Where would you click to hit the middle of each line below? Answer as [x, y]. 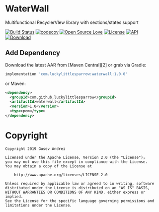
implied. [14, 197]
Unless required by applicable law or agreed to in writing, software [80, 183]
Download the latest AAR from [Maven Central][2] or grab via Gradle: [76, 65]
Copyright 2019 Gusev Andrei [35, 149]
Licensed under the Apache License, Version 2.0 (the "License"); [75, 157]
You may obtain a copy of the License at [49, 166]
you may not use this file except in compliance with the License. [77, 162]
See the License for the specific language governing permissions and [80, 201]
